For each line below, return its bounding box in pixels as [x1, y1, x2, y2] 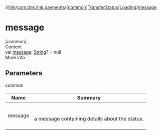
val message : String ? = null [5, 49, 61, 55]
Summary [77, 94, 101, 101]
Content [5, 44, 22, 50]
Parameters [5, 69, 43, 77]
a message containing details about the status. [34, 115, 144, 122]
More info [5, 54, 26, 60]
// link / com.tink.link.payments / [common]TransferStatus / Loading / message [5, 5, 157, 10]
